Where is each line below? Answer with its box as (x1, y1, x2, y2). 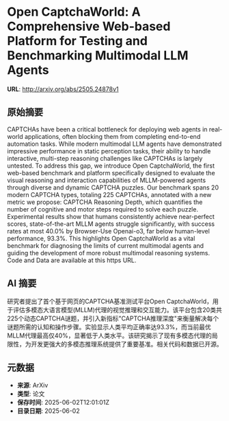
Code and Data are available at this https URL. (7, 256, 137, 264)
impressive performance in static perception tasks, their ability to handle (7, 146, 211, 155)
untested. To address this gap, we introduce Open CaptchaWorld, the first (7, 162, 215, 170)
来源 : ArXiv (16, 381, 49, 390)
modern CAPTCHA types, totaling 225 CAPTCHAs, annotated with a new (7, 190, 212, 199)
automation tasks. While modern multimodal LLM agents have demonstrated (7, 140, 222, 148)
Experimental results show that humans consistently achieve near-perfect (7, 212, 215, 220)
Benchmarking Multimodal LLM (7, 48, 189, 64)
